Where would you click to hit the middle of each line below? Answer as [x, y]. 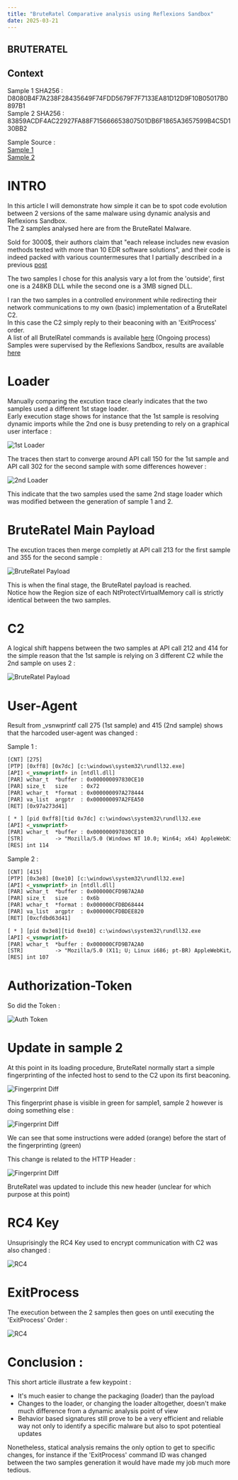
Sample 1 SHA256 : [35, 90]
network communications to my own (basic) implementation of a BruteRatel [117, 307]
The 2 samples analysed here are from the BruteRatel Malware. [100, 228]
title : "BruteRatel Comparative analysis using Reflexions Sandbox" [110, 14]
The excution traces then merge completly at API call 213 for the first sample [119, 550]
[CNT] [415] [25, 872]
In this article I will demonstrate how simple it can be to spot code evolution [117, 205]
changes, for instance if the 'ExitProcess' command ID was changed [107, 1454]
